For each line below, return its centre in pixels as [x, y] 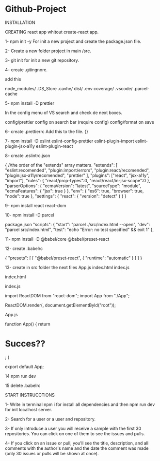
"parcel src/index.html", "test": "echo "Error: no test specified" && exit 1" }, [80, 230]
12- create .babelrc [24, 248]
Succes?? [25, 344]
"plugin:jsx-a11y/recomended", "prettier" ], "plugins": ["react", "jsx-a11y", [77, 175]
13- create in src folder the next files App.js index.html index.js [67, 267]
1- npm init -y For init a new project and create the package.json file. [73, 41]
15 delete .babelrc [23, 385]
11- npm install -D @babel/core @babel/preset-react [57, 239]
